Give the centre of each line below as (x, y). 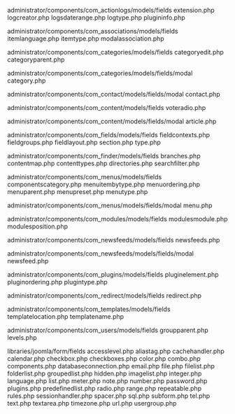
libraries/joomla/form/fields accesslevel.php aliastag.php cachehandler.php (116, 351)
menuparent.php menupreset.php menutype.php (78, 192)
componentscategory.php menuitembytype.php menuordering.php (104, 184)
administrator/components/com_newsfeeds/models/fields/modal (101, 254)
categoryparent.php (36, 60)
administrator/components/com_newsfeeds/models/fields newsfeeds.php (114, 240)
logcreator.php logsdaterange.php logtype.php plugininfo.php (96, 18)
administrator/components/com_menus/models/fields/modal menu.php (110, 205)
